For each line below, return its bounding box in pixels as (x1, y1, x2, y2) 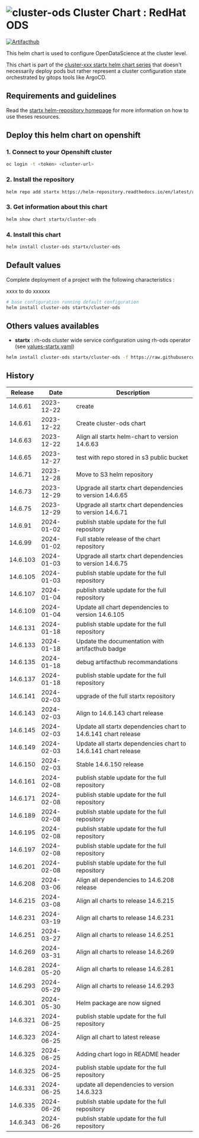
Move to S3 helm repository (76, 470, 153, 479)
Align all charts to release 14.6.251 (76, 930, 175, 939)
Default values (6, 260, 61, 270)
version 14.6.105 (76, 610, 125, 619)
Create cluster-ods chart (76, 419, 146, 427)
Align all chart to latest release (76, 1032, 161, 1041)
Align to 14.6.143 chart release (76, 709, 163, 717)
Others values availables (6, 321, 99, 331)
